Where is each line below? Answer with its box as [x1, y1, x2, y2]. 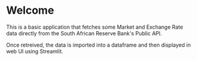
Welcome [6, 4, 54, 17]
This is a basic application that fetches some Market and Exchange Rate [6, 23, 183, 30]
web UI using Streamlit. [6, 47, 64, 54]
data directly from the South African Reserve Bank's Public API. [6, 29, 162, 36]
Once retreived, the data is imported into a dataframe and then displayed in [6, 41, 191, 48]
